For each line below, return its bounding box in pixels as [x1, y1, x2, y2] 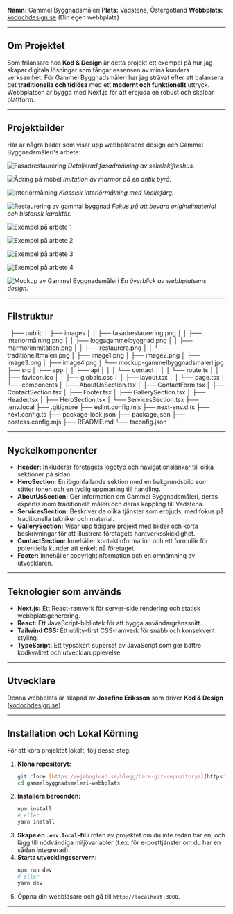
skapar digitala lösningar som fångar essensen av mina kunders [7, 65, 189, 74]
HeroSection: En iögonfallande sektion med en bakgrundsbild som [17, 478, 208, 486]
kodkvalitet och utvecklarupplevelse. [17, 648, 123, 657]
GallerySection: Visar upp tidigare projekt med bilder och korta [17, 522, 199, 531]
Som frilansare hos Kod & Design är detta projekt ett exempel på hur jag [7, 58, 213, 67]
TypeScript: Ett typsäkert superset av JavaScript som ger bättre [17, 641, 202, 650]
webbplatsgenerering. [17, 611, 81, 620]
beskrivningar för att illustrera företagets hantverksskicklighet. [17, 529, 196, 538]
